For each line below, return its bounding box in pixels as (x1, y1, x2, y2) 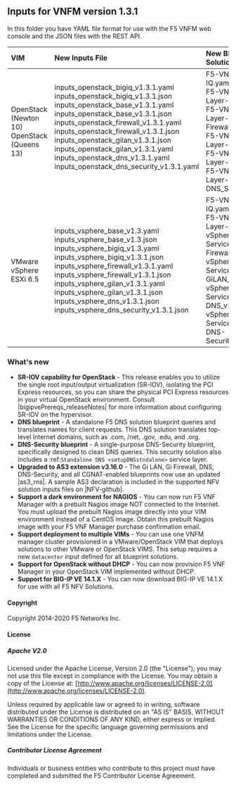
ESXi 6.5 (11, 274, 39, 284)
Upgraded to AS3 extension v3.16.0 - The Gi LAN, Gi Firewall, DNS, (17, 462, 214, 471)
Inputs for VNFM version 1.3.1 (7, 6, 138, 18)
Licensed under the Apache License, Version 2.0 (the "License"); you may (7, 664, 222, 672)
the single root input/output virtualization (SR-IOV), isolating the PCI (17, 380, 214, 389)
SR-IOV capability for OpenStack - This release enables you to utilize (17, 373, 221, 382)
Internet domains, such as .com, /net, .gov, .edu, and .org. (32, 433, 200, 441)
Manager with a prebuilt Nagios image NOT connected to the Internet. (17, 500, 220, 509)
